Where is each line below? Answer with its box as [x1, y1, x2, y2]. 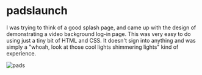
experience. [6, 49, 37, 57]
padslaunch [6, 4, 68, 18]
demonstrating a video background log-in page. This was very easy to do [6, 30, 191, 37]
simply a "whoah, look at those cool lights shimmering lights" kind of [6, 43, 179, 51]
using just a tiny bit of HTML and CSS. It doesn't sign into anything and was [6, 37, 197, 44]
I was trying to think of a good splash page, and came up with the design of [6, 24, 197, 31]
